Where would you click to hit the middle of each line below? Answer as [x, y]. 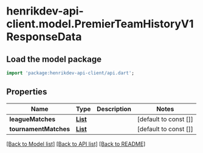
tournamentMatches [40, 129]
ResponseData [44, 37]
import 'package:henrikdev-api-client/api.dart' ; [71, 73]
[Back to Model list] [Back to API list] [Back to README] [76, 144]
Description [114, 109]
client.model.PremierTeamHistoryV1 [100, 24]
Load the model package [54, 59]
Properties [27, 92]
